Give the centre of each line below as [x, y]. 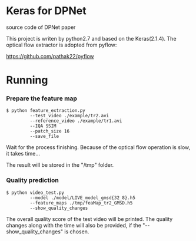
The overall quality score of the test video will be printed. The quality [89, 219]
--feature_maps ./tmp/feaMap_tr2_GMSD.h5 [81, 203]
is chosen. [77, 232]
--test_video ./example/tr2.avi [69, 116]
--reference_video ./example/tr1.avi [76, 121]
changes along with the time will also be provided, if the [74, 225]
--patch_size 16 [49, 131]
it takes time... [23, 154]
